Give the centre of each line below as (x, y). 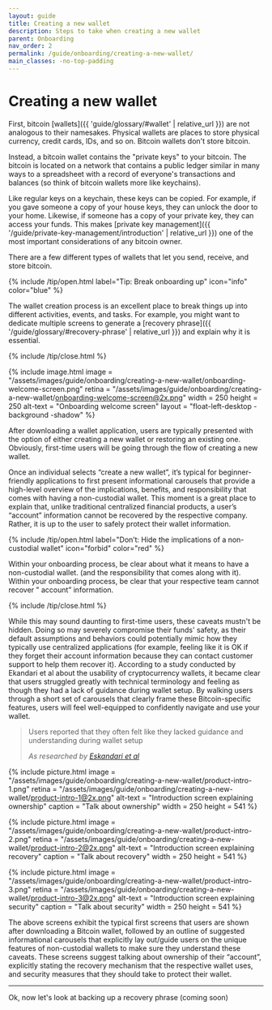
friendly (21, 480)
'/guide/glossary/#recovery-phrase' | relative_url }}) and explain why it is (130, 331)
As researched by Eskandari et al (84, 756)
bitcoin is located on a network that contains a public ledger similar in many (134, 165)
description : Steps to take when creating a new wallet (104, 31)
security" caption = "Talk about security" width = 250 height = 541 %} (125, 906)
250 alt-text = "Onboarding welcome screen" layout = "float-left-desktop (130, 406)
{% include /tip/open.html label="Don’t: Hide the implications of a (117, 539)
